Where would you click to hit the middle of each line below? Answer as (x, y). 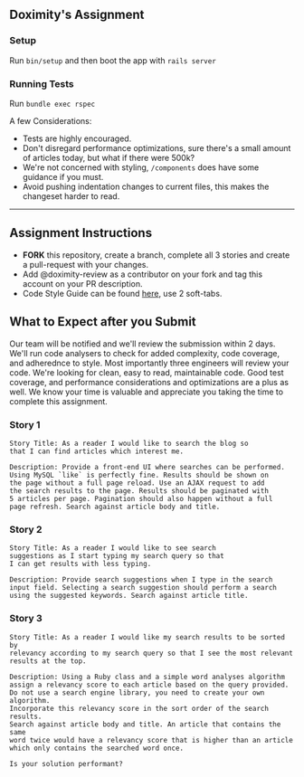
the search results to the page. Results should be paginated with (139, 491)
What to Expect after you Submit (103, 322)
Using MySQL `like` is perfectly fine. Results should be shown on (139, 475)
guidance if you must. (63, 176)
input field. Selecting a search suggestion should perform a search (143, 588)
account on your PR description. (82, 283)
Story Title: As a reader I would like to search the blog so (129, 443)
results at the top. (48, 661)
